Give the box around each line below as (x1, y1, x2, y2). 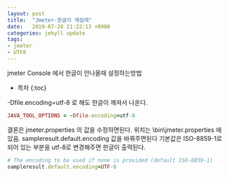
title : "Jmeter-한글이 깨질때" (7, 17, 93, 24)
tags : (7, 36, 23, 43)
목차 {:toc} (17, 83, 47, 92)
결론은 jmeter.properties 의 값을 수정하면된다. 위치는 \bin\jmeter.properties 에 (7, 126, 222, 134)
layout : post (7, 10, 45, 17)
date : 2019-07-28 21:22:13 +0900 (7, 23, 111, 30)
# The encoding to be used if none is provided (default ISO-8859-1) (7, 157, 214, 164)
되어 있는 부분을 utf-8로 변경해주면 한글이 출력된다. (7, 143, 146, 151)
